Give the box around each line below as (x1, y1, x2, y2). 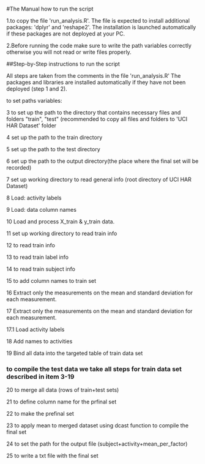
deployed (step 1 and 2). (6, 85, 67, 92)
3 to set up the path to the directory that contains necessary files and (6, 109, 181, 116)
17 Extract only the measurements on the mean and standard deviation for (6, 307, 193, 315)
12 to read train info (6, 242, 55, 249)
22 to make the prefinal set (6, 410, 75, 417)
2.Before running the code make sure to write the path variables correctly (6, 42, 192, 49)
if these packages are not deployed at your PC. (6, 30, 125, 37)
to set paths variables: (6, 97, 62, 104)
